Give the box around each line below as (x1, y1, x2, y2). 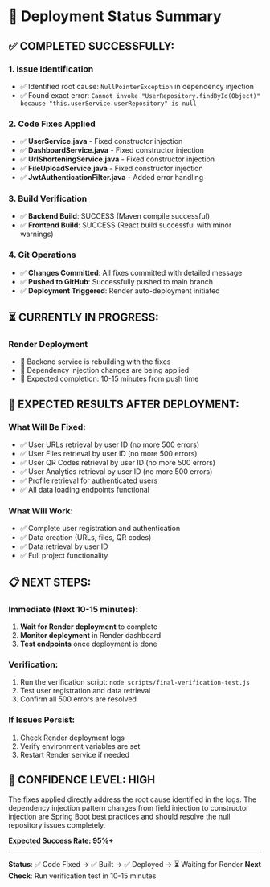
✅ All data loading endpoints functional (19, 485, 150, 495)
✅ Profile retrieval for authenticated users (19, 476, 158, 485)
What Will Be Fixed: (8, 421, 86, 432)
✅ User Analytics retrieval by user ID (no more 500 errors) (19, 467, 213, 476)
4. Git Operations (8, 249, 76, 260)
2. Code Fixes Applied (8, 118, 96, 129)
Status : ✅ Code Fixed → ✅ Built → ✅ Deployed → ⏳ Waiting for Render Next (8, 859, 261, 869)
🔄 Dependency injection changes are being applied (19, 366, 190, 375)
